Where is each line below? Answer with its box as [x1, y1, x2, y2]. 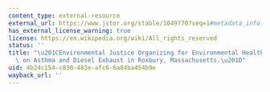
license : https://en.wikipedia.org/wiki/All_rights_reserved [8, 34, 218, 42]
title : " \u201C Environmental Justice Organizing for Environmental [8, 49, 239, 57]
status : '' [8, 42, 45, 50]
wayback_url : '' [8, 71, 63, 79]
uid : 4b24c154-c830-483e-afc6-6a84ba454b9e [8, 64, 157, 72]
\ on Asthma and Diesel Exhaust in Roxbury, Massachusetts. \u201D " [15, 57, 247, 65]
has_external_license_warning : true [8, 26, 131, 34]
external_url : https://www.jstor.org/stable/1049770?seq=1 [8, 19, 211, 27]
